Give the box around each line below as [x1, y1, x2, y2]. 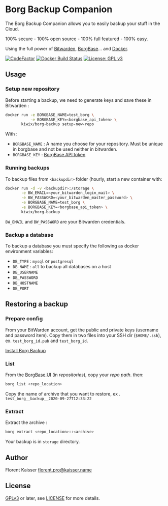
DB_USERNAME [12, 270, 38, 275]
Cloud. [5, 25, 19, 32]
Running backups [5, 164, 50, 172]
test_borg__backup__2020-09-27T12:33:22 [5, 396, 92, 401]
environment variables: [5, 248, 53, 255]
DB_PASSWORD [12, 275, 38, 280]
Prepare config [5, 315, 43, 322]
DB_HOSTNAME [12, 281, 38, 286]
